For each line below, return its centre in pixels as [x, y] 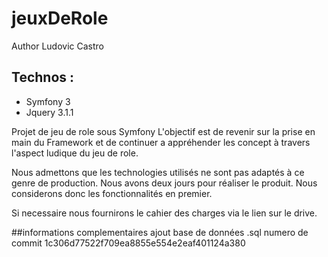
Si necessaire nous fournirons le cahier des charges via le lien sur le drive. [164, 213]
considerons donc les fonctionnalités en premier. [112, 193]
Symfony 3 [48, 101]
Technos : [43, 77]
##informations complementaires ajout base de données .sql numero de [160, 232]
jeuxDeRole [60, 18]
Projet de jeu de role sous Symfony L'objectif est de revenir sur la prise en [163, 131]
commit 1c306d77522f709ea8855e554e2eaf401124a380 [128, 243]
